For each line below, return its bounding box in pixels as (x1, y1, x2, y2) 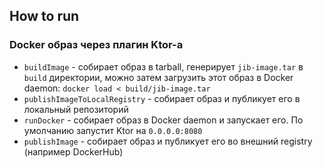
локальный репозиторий (23, 103, 129, 115)
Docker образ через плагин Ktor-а (9, 38, 184, 52)
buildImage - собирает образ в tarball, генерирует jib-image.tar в (23, 60, 304, 73)
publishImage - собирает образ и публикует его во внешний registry (23, 135, 313, 147)
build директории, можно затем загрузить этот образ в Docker (23, 71, 294, 83)
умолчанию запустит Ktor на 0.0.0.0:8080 (23, 124, 203, 136)
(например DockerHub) (23, 145, 124, 158)
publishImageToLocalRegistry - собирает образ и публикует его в (23, 92, 301, 104)
